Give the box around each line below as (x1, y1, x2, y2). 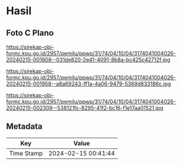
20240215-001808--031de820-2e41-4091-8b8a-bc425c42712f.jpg (6, 56, 171, 63)
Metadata (6, 122, 43, 132)
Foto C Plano (6, 28, 54, 38)
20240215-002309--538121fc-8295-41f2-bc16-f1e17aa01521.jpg (6, 104, 164, 111)
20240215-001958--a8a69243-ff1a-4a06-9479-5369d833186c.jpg (6, 80, 171, 87)
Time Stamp (9, 149, 43, 157)
